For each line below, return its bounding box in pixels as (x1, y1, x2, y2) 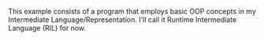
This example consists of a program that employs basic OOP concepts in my (8, 7, 256, 16)
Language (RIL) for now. (8, 24, 87, 32)
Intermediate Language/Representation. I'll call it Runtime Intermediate (8, 15, 237, 24)
